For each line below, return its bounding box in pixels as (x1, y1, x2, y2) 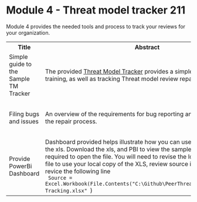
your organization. (6, 29, 50, 36)
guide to (9, 60, 32, 68)
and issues (9, 117, 39, 125)
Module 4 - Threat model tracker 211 (6, 4, 186, 17)
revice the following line (45, 167, 111, 175)
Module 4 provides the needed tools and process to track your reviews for (6, 23, 186, 30)
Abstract (134, 43, 160, 51)
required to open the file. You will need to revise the (45, 152, 187, 160)
